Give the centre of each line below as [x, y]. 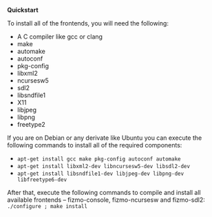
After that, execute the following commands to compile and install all [104, 193]
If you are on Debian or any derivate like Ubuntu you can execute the [105, 138]
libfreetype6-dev [42, 180]
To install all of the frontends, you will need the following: [88, 23]
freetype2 [31, 124]
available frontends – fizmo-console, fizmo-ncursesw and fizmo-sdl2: [106, 200]
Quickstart [23, 10]
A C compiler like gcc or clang [60, 37]
